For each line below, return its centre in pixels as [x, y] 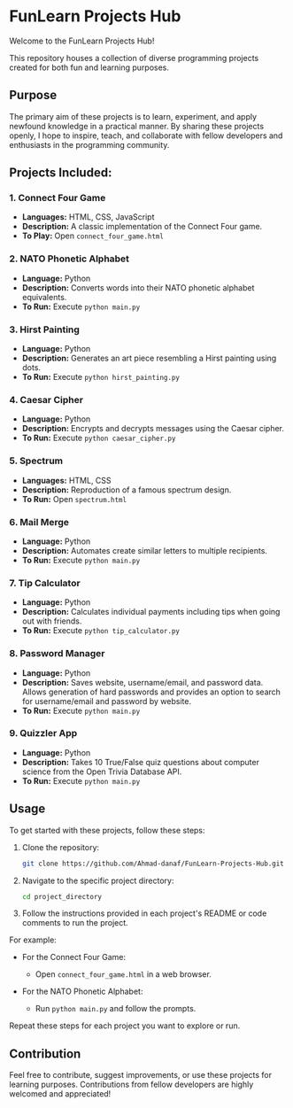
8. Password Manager [57, 654]
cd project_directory [62, 896]
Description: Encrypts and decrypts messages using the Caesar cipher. [153, 429]
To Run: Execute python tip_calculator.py [100, 631]
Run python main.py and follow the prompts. [116, 1009]
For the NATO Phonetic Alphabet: [82, 992]
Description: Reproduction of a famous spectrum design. [127, 490]
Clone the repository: [61, 847]
